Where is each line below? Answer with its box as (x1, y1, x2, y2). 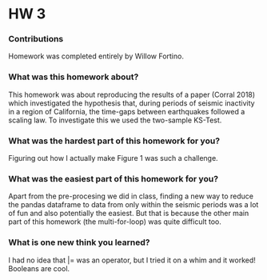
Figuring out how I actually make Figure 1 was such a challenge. (8, 154, 218, 163)
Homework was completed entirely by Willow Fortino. (8, 51, 184, 61)
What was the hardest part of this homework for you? (8, 135, 221, 146)
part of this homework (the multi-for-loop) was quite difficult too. (8, 217, 222, 226)
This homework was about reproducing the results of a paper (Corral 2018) (8, 90, 256, 99)
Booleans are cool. (8, 263, 70, 273)
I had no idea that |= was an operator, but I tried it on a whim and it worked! (8, 255, 256, 265)
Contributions (8, 34, 64, 45)
